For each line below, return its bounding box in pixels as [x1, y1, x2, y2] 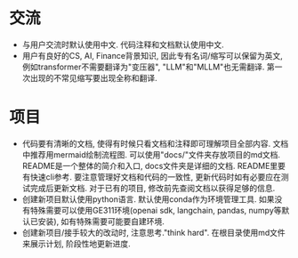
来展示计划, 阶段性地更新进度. [21, 238, 131, 249]
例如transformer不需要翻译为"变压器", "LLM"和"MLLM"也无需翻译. [21, 61, 265, 72]
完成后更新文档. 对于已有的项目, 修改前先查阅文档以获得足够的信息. [29, 182, 276, 193]
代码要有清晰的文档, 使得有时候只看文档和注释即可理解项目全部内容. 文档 [21, 138, 289, 149]
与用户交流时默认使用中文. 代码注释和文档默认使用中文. [21, 39, 224, 50]
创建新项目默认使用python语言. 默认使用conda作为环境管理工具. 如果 [21, 193, 275, 205]
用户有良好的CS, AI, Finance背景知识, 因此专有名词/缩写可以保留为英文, [21, 50, 283, 60]
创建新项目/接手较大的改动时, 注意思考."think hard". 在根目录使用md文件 [21, 227, 286, 238]
